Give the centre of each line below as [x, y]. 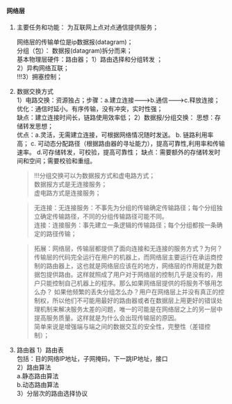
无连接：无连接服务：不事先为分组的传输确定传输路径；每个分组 [125, 208]
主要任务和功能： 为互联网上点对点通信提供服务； [88, 27]
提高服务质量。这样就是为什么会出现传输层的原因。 [107, 318]
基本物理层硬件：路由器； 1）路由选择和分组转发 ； [90, 60]
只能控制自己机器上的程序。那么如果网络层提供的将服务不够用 [128, 283]
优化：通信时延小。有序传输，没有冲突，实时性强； [90, 109]
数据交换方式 [35, 92]
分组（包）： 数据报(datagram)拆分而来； [74, 51]
